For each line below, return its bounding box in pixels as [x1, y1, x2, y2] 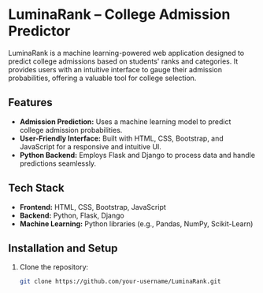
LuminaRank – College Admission [8, 5, 231, 24]
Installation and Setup [8, 241, 118, 255]
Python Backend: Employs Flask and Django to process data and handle [19, 150, 256, 159]
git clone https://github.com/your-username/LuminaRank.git [19, 277, 221, 286]
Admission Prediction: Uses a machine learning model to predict [19, 116, 232, 126]
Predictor [8, 22, 71, 40]
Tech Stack [8, 181, 65, 195]
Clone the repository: [19, 262, 89, 272]
